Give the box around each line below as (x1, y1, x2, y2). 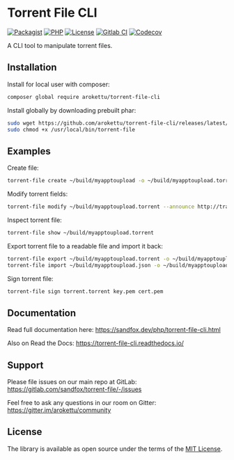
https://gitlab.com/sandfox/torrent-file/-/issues (7, 385, 142, 394)
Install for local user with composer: (7, 80, 110, 88)
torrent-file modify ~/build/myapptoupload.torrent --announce (7, 203, 195, 210)
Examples (7, 145, 51, 157)
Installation (7, 61, 57, 74)
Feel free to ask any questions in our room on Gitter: (7, 399, 157, 407)
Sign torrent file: (7, 274, 54, 283)
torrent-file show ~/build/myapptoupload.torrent (7, 229, 155, 236)
